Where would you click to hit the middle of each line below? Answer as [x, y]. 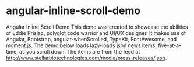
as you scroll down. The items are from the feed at [80, 51]
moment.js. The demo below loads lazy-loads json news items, [82, 45]
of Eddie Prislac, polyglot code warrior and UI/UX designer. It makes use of [96, 33]
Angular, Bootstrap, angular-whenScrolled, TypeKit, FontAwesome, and [91, 39]
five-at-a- [170, 45]
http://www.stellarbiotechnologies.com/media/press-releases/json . [87, 58]
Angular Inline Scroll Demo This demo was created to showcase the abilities [97, 27]
